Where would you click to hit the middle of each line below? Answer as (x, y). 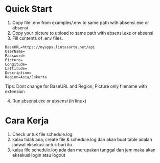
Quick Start (29, 9)
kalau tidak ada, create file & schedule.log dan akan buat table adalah (82, 139)
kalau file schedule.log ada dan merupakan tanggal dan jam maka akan (84, 150)
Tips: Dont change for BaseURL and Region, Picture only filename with (76, 86)
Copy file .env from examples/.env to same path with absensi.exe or (80, 23)
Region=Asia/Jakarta (26, 77)
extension (15, 91)
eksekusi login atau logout (39, 155)
